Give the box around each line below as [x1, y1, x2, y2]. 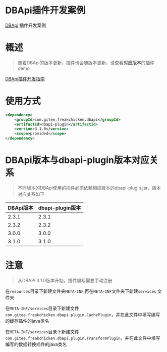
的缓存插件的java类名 [5, 318, 49, 324]
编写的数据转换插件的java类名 [5, 341, 67, 347]
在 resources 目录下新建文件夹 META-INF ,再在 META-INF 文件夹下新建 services [5, 288, 156, 294]
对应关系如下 [17, 191, 44, 197]
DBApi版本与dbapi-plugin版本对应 [5, 155, 150, 166]
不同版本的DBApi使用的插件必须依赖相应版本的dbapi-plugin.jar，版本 [17, 185, 161, 191]
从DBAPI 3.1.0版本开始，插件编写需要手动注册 [17, 277, 113, 283]
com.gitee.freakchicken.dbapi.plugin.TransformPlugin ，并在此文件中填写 [5, 335, 160, 341]
